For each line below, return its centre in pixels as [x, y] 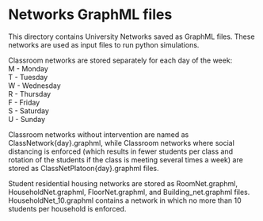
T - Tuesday [28, 77]
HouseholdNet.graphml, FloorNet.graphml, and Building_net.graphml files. [129, 192]
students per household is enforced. [67, 208]
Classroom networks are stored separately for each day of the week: [120, 60]
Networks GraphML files [90, 15]
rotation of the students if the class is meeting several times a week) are [126, 159]
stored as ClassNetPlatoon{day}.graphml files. [84, 168]
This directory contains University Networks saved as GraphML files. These [131, 36]
